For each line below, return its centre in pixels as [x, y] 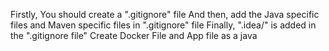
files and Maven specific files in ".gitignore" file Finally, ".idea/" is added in [163, 25]
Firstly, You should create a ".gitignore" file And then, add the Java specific [165, 14]
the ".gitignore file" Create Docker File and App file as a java [134, 35]
